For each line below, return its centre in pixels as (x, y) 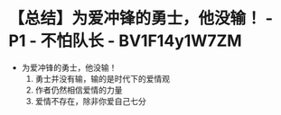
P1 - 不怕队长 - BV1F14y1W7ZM (125, 41)
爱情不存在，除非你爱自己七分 (90, 101)
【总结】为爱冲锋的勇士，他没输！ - (140, 18)
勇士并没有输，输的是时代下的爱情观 (103, 78)
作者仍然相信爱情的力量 (79, 90)
